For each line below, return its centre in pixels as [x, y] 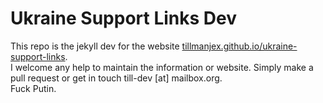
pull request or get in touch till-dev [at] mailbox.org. [116, 78]
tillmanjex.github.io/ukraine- [239, 46]
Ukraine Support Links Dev [124, 18]
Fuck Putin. [33, 88]
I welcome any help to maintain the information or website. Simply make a [162, 67]
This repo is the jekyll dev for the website [95, 46]
